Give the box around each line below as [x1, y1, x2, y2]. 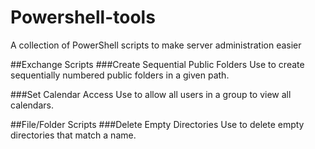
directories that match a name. [10, 129, 137, 141]
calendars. [10, 99, 54, 111]
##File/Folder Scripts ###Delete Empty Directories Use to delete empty [10, 118, 305, 130]
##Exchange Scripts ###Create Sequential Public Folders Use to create [10, 58, 305, 70]
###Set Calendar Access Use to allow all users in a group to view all [10, 88, 292, 100]
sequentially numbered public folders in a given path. [10, 69, 230, 81]
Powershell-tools [10, 6, 156, 29]
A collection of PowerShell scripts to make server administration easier [10, 39, 302, 51]
